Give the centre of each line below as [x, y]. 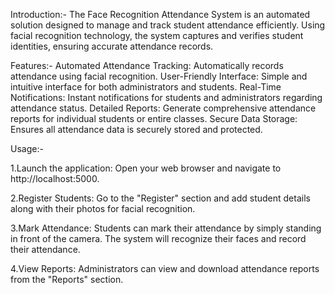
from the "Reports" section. [67, 279]
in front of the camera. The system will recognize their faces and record [158, 238]
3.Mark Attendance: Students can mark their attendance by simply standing [166, 228]
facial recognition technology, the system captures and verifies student [157, 35]
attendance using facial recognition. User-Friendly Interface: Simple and [159, 76]
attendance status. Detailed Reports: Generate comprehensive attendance [163, 108]
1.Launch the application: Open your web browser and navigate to [146, 168]
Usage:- [27, 148]
